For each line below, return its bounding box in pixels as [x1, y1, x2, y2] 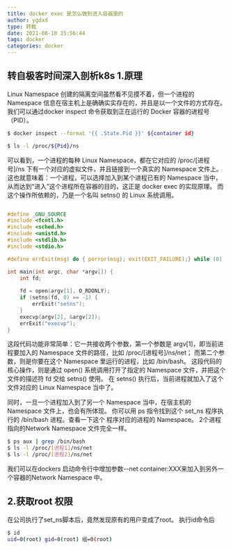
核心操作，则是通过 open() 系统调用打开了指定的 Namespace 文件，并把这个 [7, 366, 226, 375]
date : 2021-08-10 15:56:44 [7, 29, 86, 37]
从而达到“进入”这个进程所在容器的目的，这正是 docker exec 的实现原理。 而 [7, 182, 224, 190]
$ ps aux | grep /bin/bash [7, 438, 86, 446]
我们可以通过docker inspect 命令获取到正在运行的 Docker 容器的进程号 [7, 107, 210, 116]
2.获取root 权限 [7, 496, 73, 508]
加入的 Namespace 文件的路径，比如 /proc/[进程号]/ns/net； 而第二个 [19, 349, 219, 357]
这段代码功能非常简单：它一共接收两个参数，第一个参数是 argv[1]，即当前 [7, 340, 218, 348]
